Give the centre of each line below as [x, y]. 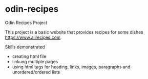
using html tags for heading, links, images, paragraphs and [71, 67]
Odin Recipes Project [26, 23]
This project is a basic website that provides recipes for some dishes [74, 32]
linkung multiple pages [35, 61]
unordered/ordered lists [36, 72]
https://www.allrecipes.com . [33, 37]
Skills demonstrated [25, 47]
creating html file [29, 56]
